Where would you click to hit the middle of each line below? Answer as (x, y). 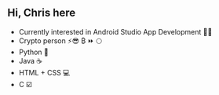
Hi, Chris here (42, 13)
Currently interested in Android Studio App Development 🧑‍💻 (115, 31)
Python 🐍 (33, 52)
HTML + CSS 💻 (44, 72)
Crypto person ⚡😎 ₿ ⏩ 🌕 (60, 40)
